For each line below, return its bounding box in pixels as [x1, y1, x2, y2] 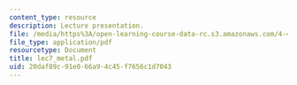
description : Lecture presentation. [9, 21, 144, 30]
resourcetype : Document [9, 46, 97, 55]
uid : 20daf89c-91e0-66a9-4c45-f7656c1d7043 [9, 63, 172, 72]
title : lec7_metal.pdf [9, 54, 93, 63]
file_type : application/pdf [9, 37, 113, 47]
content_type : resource [9, 12, 97, 22]
